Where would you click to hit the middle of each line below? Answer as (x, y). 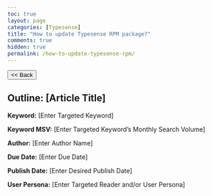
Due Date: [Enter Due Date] (48, 157)
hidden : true (27, 47)
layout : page (27, 21)
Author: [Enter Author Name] (50, 143)
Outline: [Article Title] (57, 98)
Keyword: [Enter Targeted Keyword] (60, 115)
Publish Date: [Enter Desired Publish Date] (70, 170)
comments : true (30, 41)
